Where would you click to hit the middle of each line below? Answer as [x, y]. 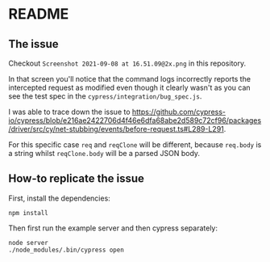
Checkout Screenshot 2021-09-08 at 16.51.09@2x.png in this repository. [127, 63]
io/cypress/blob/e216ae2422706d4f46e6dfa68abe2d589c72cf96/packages [135, 120]
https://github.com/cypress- [179, 112]
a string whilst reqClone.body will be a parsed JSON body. [104, 153]
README [39, 14]
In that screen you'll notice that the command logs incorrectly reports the [130, 79]
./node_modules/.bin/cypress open [66, 250]
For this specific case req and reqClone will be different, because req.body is [135, 145]
